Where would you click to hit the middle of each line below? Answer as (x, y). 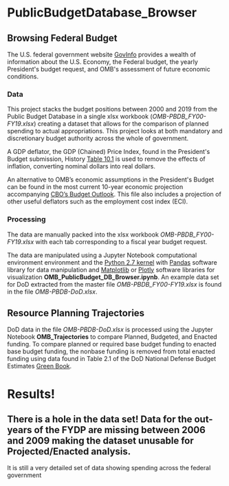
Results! (31, 394)
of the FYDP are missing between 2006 (120, 430)
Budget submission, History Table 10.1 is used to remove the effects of (107, 159)
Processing (26, 219)
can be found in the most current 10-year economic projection (95, 187)
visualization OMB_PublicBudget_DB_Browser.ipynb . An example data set (113, 277)
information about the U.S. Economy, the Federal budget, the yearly (102, 62)
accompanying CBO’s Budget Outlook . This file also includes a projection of (114, 195)
